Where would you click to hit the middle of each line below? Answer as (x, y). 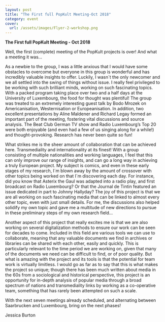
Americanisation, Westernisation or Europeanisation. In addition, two (74, 109)
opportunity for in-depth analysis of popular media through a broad (73, 280)
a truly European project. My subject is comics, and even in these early (77, 166)
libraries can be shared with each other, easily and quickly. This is (72, 243)
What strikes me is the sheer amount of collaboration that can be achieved (81, 144)
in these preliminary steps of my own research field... (59, 213)
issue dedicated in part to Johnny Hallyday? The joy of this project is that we (83, 192)
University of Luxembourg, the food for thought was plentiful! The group (78, 98)
